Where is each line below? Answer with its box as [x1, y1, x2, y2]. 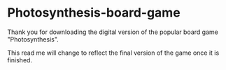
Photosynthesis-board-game [7, 5, 181, 21]
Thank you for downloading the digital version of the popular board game [7, 28, 218, 36]
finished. [7, 55, 33, 64]
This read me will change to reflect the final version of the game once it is [7, 49, 220, 57]
